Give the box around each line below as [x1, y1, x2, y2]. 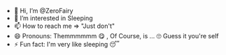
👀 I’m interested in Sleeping [13, 14, 93, 22]
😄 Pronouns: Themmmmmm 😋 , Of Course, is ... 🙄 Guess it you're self [13, 32, 219, 40]
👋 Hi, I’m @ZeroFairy [13, 7, 73, 15]
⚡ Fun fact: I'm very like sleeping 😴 [13, 40, 120, 48]
